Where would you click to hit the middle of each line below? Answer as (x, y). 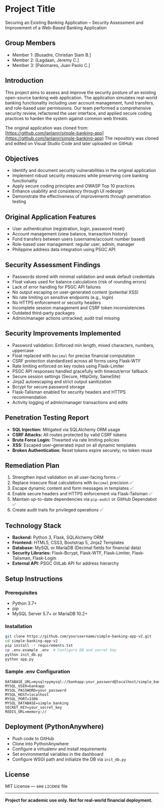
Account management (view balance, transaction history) (70, 234)
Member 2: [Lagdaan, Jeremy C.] (45, 60)
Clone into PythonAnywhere (40, 744)
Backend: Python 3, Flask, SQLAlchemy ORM (58, 537)
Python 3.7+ (24, 603)
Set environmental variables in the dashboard (58, 754)
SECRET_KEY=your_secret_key (34, 707)
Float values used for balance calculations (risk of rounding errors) (79, 282)
